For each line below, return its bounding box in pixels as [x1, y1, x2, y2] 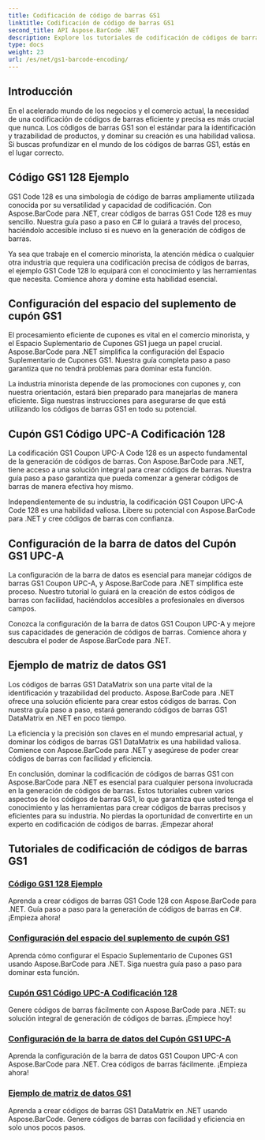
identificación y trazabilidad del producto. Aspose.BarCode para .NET [8, 688, 235, 698]
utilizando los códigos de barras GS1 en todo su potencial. [8, 404, 197, 414]
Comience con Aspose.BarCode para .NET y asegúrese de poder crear [8, 745, 239, 754]
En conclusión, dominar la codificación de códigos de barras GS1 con [8, 769, 234, 778]
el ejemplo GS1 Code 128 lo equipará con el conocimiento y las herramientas [8, 265, 257, 275]
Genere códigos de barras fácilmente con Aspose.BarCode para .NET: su [8, 1005, 246, 1015]
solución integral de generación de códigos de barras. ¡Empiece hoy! [8, 1014, 233, 1023]
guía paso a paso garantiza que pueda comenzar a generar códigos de [8, 473, 239, 483]
